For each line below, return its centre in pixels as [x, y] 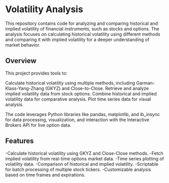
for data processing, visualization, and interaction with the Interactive [77, 120]
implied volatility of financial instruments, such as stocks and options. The [82, 28]
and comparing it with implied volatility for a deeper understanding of [77, 40]
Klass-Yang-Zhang [25, 88]
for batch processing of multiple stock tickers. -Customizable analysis [78, 169]
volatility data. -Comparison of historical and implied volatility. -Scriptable [82, 164]
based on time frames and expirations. [45, 175]
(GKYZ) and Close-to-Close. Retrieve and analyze [97, 88]
